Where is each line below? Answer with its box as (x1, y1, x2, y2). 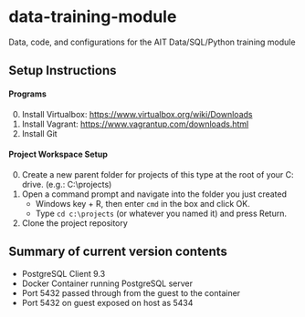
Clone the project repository (21, 217, 129, 229)
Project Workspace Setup (8, 148, 109, 160)
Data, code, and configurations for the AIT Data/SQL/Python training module (8, 36, 296, 47)
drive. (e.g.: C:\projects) (21, 179, 112, 189)
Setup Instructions (8, 63, 117, 78)
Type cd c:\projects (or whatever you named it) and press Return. (35, 208, 287, 219)
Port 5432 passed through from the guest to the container (21, 287, 241, 298)
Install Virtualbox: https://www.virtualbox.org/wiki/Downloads (21, 108, 253, 119)
